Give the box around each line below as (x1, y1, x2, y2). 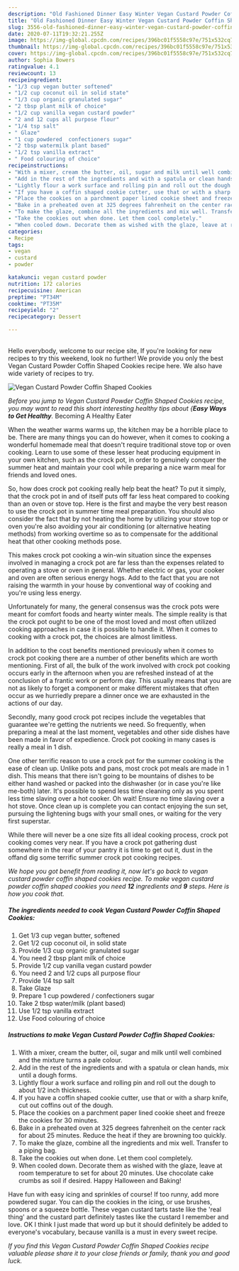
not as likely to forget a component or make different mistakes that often (8, 684, 219, 692)
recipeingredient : (8, 76, 62, 84)
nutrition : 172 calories (8, 280, 82, 287)
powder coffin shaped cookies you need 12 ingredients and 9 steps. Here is (8, 882, 230, 890)
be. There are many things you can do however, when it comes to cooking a (8, 433, 230, 441)
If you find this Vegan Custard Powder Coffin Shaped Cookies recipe (8, 1241, 209, 1250)
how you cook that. (8, 889, 65, 898)
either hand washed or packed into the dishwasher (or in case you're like (8, 779, 221, 787)
